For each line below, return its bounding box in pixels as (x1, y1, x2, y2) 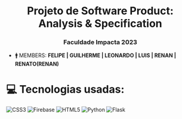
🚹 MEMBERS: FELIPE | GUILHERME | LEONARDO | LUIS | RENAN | (14, 52, 177, 59)
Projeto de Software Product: (26, 4, 174, 18)
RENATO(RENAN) (14, 61, 60, 68)
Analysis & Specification (38, 17, 162, 30)
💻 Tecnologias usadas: (6, 82, 125, 96)
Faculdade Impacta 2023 (63, 38, 137, 46)
